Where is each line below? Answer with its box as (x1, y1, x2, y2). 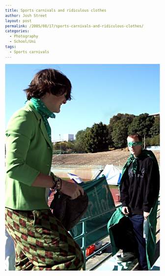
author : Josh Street (5, 13, 48, 18)
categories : (5, 29, 29, 34)
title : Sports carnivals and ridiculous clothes (5, 8, 107, 13)
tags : (5, 44, 16, 49)
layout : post (5, 18, 32, 23)
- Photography (9, 34, 38, 39)
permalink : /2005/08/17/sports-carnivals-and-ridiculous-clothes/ (5, 24, 144, 29)
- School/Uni (9, 39, 36, 44)
